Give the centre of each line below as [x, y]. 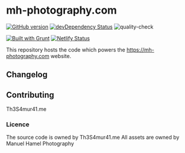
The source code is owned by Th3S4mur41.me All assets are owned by [93, 138]
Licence [18, 125]
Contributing [30, 95]
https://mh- [140, 50]
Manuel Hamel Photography [40, 144]
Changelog [27, 75]
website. [61, 56]
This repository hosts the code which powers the [66, 50]
